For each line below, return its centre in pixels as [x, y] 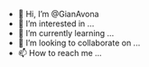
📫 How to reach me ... [60, 53]
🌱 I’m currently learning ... [66, 33]
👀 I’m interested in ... [56, 24]
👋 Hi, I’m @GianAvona [58, 14]
